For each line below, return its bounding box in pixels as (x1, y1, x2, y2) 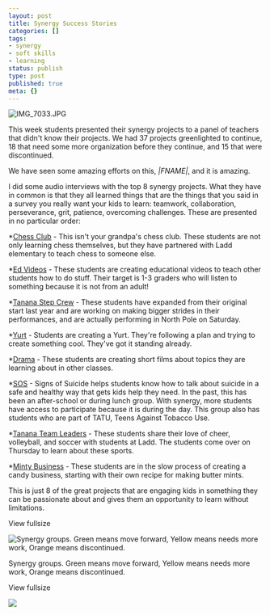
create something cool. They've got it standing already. (8, 339, 192, 348)
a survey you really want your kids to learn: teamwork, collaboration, (8, 199, 237, 209)
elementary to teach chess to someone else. (8, 249, 156, 259)
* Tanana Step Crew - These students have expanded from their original (8, 297, 248, 307)
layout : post (8, 11, 53, 20)
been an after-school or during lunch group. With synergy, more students (8, 396, 252, 406)
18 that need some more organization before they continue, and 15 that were (8, 142, 263, 152)
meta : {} (8, 86, 38, 95)
